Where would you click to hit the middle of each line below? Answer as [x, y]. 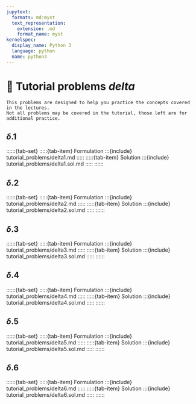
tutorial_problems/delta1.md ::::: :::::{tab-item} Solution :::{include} [88, 158]
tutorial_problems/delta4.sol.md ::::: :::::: [56, 302]
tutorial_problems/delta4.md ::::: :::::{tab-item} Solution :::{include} [88, 296]
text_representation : [39, 23]
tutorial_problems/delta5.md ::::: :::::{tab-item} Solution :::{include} [88, 342]
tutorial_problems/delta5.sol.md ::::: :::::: [55, 349]
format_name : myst [40, 34]
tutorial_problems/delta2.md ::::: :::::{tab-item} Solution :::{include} [88, 204]
